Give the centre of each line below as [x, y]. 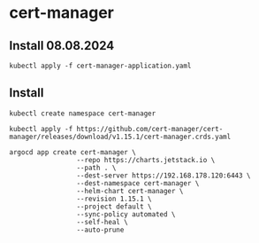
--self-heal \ [102, 222]
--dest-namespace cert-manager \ [138, 183]
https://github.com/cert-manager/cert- [150, 129]
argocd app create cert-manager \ [73, 152]
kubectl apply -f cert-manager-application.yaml [100, 66]
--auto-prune [100, 230]
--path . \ [96, 168]
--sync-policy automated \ [126, 214]
